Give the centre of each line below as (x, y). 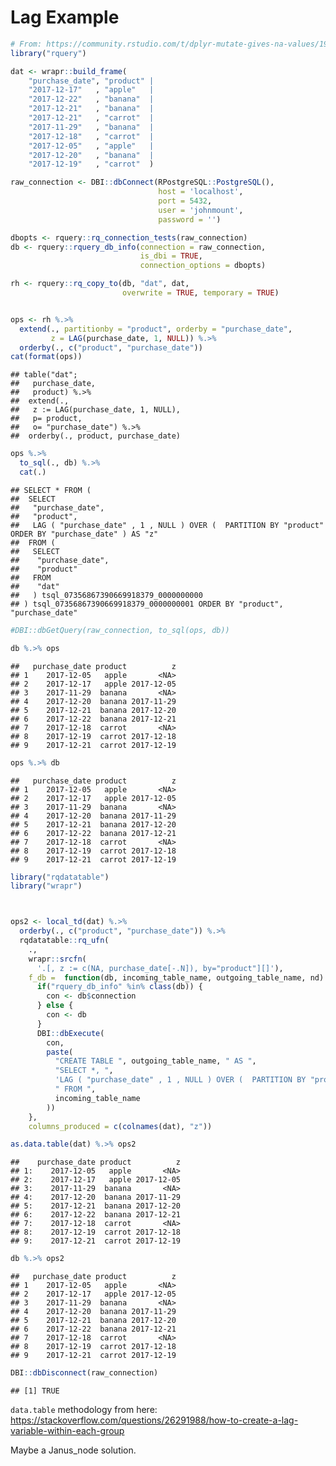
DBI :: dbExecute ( (70, 1033)
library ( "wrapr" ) (46, 886)
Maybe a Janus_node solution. (73, 1450)
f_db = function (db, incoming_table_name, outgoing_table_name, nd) (176, 977)
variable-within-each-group (67, 1431)
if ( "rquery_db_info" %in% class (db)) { (119, 987)
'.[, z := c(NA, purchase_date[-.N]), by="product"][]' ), (160, 968)
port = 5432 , (185, 201)
